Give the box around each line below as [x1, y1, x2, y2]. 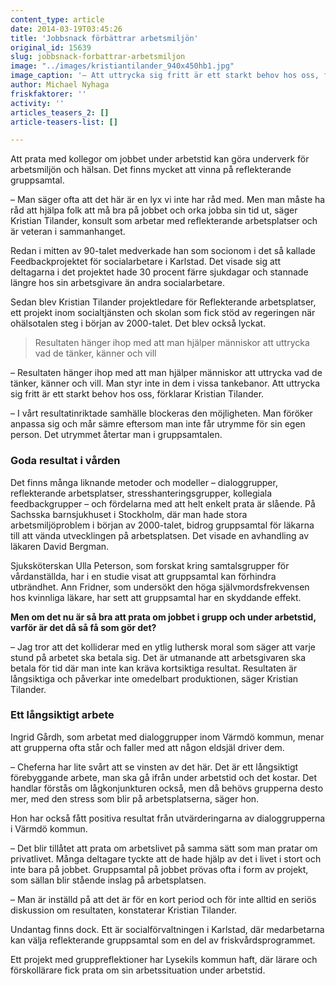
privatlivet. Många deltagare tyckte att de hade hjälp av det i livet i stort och [10, 852, 322, 865]
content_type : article [10, 14, 105, 25]
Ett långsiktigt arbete [10, 708, 115, 722]
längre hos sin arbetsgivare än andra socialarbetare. [10, 277, 226, 289]
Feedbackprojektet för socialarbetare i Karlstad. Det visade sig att [10, 256, 281, 268]
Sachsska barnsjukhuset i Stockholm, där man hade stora [10, 508, 248, 520]
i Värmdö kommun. [10, 822, 88, 835]
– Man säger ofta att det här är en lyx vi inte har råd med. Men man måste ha [10, 194, 326, 206]
